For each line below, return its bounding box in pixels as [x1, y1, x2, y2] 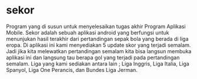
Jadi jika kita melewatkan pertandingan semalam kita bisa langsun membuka [6, 47, 192, 54]
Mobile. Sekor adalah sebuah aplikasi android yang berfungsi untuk [6, 29, 169, 36]
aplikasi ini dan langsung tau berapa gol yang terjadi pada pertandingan [6, 54, 180, 61]
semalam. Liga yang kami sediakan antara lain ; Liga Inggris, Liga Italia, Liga [6, 60, 189, 67]
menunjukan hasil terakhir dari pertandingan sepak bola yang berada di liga [6, 35, 189, 42]
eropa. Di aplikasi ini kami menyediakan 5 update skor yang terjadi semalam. [6, 42, 191, 49]
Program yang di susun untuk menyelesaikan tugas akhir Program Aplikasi [6, 23, 186, 30]
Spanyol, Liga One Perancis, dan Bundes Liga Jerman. [6, 66, 138, 73]
